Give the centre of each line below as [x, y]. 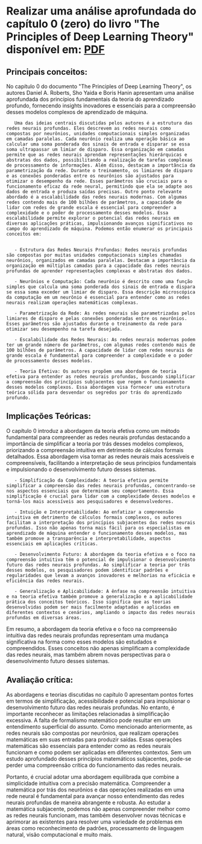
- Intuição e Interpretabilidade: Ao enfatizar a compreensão [94, 512]
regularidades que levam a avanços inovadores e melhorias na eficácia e [101, 575]
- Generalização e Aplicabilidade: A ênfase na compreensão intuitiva [105, 591]
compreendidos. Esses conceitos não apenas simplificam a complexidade [98, 648]
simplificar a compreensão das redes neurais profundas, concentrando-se [101, 485]
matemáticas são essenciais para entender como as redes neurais [89, 746]
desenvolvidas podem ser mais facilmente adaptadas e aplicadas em [93, 607]
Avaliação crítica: [40, 680]
